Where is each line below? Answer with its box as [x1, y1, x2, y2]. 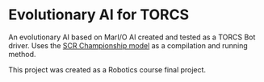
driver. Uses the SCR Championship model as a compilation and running [8, 40, 248, 50]
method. [8, 49, 36, 59]
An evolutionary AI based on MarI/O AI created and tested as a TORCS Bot [8, 32, 256, 42]
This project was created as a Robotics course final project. [8, 64, 207, 74]
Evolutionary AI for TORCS [8, 6, 190, 24]
